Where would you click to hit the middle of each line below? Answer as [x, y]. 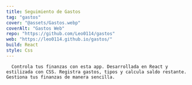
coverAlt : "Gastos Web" [36, 28]
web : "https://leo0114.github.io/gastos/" [59, 39]
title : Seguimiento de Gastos [44, 12]
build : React [22, 45]
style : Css [20, 51]
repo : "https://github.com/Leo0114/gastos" [61, 34]
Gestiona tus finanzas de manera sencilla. [61, 77]
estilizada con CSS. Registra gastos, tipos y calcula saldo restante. [96, 72]
